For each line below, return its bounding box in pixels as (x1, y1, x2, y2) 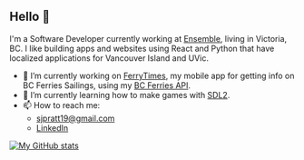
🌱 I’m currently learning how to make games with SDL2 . (22, 89, 230, 100)
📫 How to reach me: (22, 99, 101, 110)
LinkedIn (35, 122, 69, 133)
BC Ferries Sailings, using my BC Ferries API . (22, 79, 191, 91)
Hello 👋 (9, 9, 51, 25)
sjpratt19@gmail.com (35, 113, 115, 124)
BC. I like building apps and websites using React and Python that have (9, 43, 275, 54)
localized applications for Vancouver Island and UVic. (9, 52, 209, 64)
